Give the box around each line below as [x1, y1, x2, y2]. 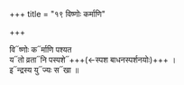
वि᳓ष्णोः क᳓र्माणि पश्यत [9, 44, 72, 54]
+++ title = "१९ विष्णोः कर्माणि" [9, 9, 106, 19]
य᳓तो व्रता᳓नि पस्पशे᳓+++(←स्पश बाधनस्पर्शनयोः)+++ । [9, 54, 177, 65]
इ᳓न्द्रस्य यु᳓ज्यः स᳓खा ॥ [9, 64, 79, 75]
